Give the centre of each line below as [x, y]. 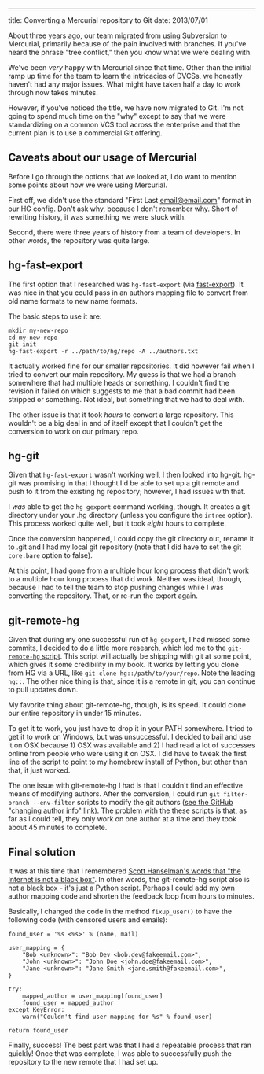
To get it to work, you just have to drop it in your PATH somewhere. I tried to [131, 729]
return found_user [38, 1031]
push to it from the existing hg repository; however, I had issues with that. [127, 492]
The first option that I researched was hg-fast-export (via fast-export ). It [126, 284]
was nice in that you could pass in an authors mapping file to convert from [128, 293]
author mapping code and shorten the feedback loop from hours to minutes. [132, 896]
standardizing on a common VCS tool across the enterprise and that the [124, 124]
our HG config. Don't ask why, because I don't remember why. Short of [123, 209]
